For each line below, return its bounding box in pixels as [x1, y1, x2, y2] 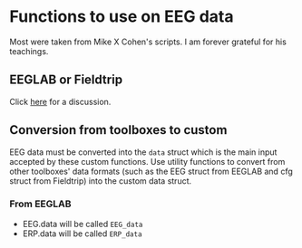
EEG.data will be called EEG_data [22, 218, 143, 229]
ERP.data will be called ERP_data [22, 228, 142, 239]
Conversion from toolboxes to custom [9, 122, 228, 138]
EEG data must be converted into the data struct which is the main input [9, 147, 278, 157]
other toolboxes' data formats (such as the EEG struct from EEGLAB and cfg [9, 166, 293, 176]
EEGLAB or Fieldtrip [9, 72, 123, 88]
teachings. [9, 45, 49, 56]
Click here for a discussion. [9, 96, 112, 107]
